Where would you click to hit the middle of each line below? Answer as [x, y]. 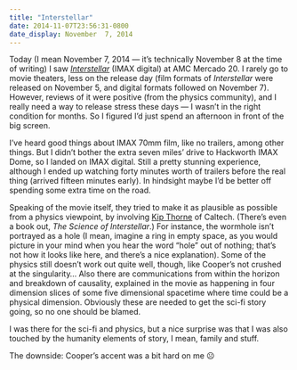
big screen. [30, 126]
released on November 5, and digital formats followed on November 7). [139, 88]
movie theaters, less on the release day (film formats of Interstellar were [141, 78]
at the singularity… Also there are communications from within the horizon [144, 274]
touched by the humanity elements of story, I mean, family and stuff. [134, 339]
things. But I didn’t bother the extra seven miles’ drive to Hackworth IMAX [144, 152]
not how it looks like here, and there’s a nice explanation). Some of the [138, 255]
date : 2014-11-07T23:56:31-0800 [69, 26]
